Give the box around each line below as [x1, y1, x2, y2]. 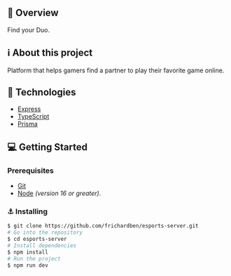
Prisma [17, 120, 38, 129]
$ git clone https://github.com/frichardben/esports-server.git [7, 223, 199, 230]
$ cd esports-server [7, 236, 68, 243]
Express [17, 105, 41, 113]
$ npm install [7, 249, 49, 256]
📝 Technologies [7, 86, 76, 98]
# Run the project [7, 255, 61, 262]
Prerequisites [7, 166, 54, 176]
